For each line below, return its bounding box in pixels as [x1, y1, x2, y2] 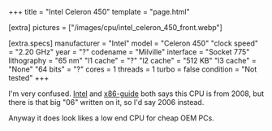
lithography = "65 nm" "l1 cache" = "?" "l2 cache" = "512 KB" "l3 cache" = [8, 56, 257, 65]
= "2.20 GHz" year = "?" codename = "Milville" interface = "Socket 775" [8, 47, 250, 56]
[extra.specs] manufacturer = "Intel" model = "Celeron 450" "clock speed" [8, 38, 258, 48]
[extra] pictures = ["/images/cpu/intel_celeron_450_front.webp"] [8, 23, 223, 32]
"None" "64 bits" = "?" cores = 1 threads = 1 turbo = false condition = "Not [8, 64, 257, 74]
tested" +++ [8, 73, 50, 82]
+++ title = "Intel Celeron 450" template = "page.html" [8, 7, 191, 16]
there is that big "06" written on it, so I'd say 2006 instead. [8, 98, 205, 107]
